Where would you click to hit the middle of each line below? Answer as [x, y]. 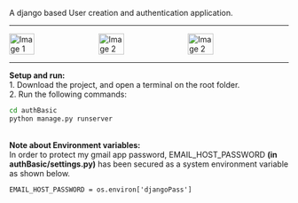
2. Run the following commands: [68, 94]
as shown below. [40, 173]
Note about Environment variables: [75, 144]
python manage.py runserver [61, 119]
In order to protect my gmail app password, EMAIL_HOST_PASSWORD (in [143, 154]
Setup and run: [37, 75]
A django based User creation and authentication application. [121, 13]
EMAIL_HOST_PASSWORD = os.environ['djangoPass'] [101, 190]
